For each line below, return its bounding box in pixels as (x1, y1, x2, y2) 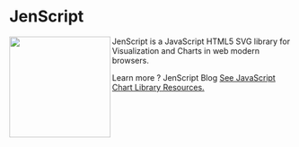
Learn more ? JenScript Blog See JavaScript (111, 72, 276, 82)
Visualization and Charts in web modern (111, 45, 260, 56)
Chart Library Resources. (111, 82, 205, 92)
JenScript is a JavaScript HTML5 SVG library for (111, 36, 291, 47)
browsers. (111, 55, 150, 65)
